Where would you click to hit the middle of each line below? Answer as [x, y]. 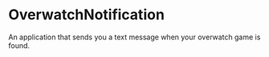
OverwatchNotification [86, 15]
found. [19, 45]
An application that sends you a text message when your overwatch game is [134, 37]
